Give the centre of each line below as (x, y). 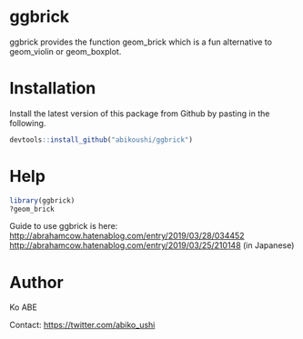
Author (36, 282)
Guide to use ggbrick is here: (64, 226)
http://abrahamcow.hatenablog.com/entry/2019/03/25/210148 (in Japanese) (152, 245)
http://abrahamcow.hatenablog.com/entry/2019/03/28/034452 (127, 236)
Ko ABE (24, 307)
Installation (53, 89)
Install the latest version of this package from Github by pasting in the (140, 113)
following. (28, 123)
